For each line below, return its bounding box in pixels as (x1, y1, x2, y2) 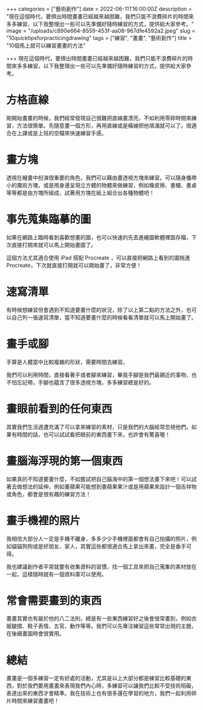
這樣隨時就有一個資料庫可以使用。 (22, 570, 107, 578)
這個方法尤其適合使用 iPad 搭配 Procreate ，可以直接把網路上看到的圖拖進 (6, 254, 190, 261)
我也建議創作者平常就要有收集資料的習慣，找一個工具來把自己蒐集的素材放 (6, 563, 192, 570)
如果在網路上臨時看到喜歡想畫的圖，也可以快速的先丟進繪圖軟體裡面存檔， (6, 233, 192, 240)
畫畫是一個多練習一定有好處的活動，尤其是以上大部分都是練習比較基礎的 (6, 674, 186, 682)
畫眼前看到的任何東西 (6, 402, 113, 416)
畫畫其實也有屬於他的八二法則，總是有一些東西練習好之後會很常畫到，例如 (6, 615, 192, 622)
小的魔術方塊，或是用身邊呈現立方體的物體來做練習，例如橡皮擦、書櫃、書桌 (6, 181, 197, 189)
